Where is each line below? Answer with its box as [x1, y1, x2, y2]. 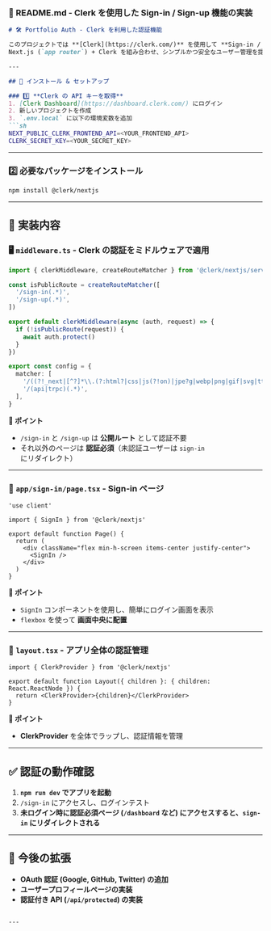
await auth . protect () [23, 333, 95, 341]
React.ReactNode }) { [8, 685, 81, 693]
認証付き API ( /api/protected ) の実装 [19, 895, 143, 904]
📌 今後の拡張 [8, 851, 71, 866]
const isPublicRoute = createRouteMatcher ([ [8, 280, 161, 289]
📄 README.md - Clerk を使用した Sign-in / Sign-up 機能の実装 [8, 6, 253, 18]
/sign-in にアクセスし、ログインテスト [19, 798, 151, 807]
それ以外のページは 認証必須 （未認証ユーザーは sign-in [19, 443, 206, 453]
